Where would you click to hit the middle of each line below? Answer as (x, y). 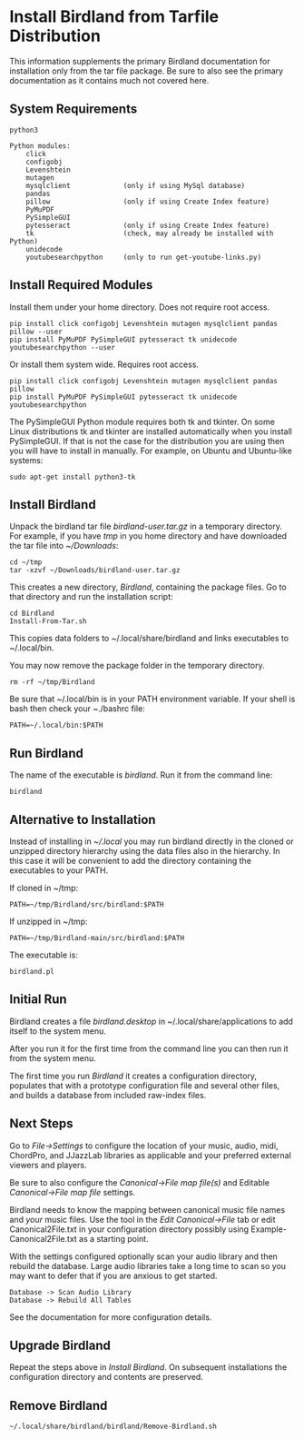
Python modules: (40, 146)
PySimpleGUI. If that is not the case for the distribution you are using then (147, 441)
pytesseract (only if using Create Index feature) (148, 225)
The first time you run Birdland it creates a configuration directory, (133, 1076)
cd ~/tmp (26, 562)
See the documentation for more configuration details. (111, 1317)
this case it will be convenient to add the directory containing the (131, 861)
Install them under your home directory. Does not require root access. (140, 307)
